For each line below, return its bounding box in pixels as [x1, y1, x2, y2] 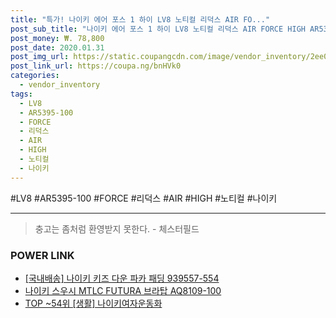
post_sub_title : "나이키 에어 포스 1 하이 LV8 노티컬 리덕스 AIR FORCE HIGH [10, 24, 306, 34]
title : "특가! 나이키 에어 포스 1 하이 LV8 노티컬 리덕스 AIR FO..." [10, 14, 271, 25]
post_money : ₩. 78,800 [10, 33, 105, 43]
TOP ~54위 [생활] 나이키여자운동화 [24, 297, 163, 309]
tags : [10, 89, 33, 99]
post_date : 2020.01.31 [10, 42, 105, 53]
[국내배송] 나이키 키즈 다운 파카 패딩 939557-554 [24, 272, 220, 284]
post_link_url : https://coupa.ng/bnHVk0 [10, 61, 182, 71]
